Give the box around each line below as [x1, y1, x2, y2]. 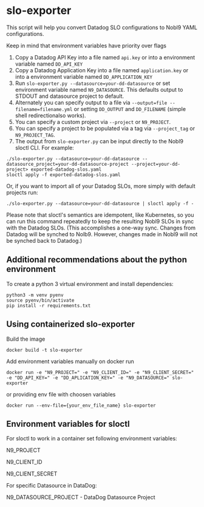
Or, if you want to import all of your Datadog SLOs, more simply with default [6, 182, 195, 189]
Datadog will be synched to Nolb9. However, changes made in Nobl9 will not [6, 230, 198, 237]
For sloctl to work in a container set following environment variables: [6, 435, 177, 442]
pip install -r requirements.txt [6, 302, 91, 308]
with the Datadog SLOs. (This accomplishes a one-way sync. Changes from [6, 224, 196, 231]
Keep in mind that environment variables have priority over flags [6, 42, 167, 49]
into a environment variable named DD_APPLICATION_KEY [15, 73, 153, 80]
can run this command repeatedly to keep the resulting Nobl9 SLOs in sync [6, 217, 194, 225]
